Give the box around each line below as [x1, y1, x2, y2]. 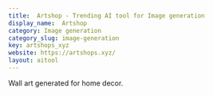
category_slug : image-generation [8, 34, 120, 42]
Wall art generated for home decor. [8, 78, 124, 88]
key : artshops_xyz [8, 42, 69, 50]
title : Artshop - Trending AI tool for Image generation [8, 11, 205, 20]
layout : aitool [8, 57, 59, 65]
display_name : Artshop [8, 19, 88, 27]
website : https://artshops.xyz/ [8, 49, 116, 57]
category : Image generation [8, 26, 102, 34]
